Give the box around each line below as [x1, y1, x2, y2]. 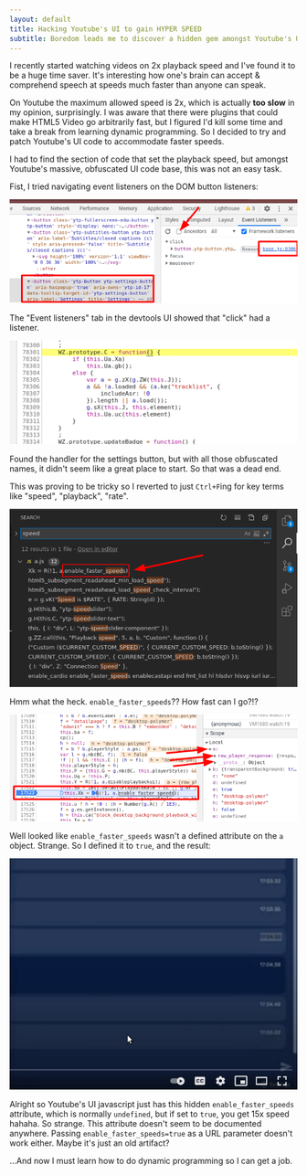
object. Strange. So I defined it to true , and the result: [9, 841, 211, 852]
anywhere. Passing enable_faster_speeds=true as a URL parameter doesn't [9, 1127, 293, 1138]
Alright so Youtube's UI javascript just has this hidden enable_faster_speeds [9, 1098, 295, 1109]
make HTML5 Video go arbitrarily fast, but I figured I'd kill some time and [9, 117, 283, 128]
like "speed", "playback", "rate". [9, 491, 130, 502]
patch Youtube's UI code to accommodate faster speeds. [9, 136, 225, 147]
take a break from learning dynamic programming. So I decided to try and [9, 126, 286, 137]
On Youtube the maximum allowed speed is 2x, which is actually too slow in [9, 97, 295, 109]
